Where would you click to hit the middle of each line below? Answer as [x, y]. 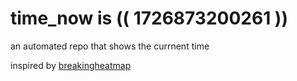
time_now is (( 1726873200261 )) [149, 18]
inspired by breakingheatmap [71, 65]
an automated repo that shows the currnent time [110, 46]
